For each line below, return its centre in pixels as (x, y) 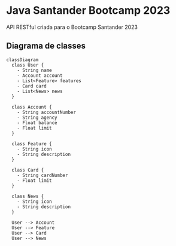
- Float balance (37, 123)
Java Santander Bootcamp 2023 (88, 10)
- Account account (40, 76)
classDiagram (22, 60)
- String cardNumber (43, 175)
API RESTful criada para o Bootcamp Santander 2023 (72, 27)
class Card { (28, 170)
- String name (34, 70)
